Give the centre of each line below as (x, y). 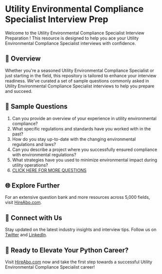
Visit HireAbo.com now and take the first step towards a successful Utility (79, 262)
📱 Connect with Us (34, 218)
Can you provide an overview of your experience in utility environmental (84, 118)
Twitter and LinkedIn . (26, 235)
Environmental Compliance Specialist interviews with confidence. (71, 43)
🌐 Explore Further (32, 185)
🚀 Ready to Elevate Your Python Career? (67, 250)
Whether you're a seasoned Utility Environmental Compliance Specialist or (80, 70)
